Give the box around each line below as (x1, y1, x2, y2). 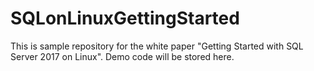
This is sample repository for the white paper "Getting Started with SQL (10, 40, 304, 52)
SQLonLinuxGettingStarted (10, 7, 240, 30)
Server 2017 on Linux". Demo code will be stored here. (10, 50, 235, 62)
